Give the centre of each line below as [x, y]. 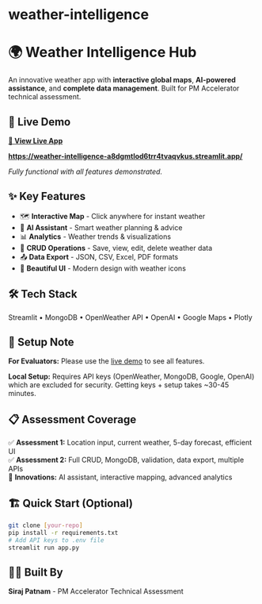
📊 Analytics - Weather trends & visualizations [95, 237]
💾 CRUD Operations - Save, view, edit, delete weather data [116, 248]
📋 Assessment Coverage [72, 419]
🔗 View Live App [36, 140]
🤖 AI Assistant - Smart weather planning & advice [101, 227]
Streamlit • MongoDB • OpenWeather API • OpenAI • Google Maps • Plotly [131, 317]
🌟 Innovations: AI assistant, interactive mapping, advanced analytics [120, 477]
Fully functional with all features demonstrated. [85, 171]
